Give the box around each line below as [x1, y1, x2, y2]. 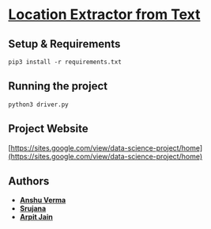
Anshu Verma [19, 196, 66, 205]
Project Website [8, 122, 89, 135]
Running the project [8, 79, 108, 93]
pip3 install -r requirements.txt [8, 58, 122, 66]
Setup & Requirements [8, 37, 121, 51]
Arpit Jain [19, 212, 53, 222]
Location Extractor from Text [8, 6, 201, 24]
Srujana [19, 204, 47, 213]
